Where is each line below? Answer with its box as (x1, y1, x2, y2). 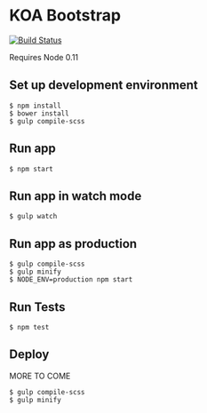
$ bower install (9, 108, 69, 118)
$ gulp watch (9, 212, 58, 221)
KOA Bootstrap (9, 5, 122, 26)
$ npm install (9, 101, 62, 110)
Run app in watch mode (9, 188, 142, 203)
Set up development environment (9, 77, 198, 93)
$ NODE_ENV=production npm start (9, 275, 133, 284)
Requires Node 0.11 (9, 52, 79, 62)
